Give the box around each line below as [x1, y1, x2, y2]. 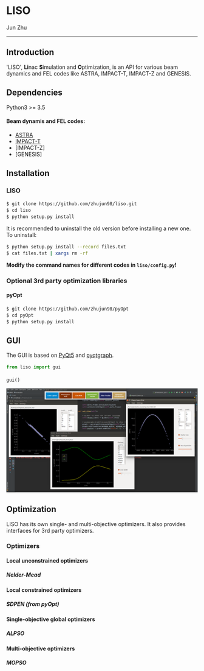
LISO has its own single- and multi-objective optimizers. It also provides [6, 520, 186, 527]
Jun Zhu [6, 24, 27, 31]
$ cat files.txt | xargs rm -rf [6, 250, 88, 256]
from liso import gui [6, 364, 61, 370]
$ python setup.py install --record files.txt [6, 244, 126, 250]
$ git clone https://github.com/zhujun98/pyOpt [6, 306, 129, 312]
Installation [6, 168, 50, 178]
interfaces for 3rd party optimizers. [6, 527, 94, 534]
